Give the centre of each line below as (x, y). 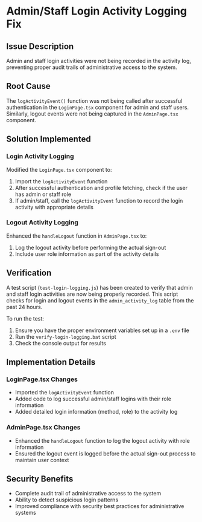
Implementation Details (51, 362)
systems (25, 513)
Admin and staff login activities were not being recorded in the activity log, (99, 61)
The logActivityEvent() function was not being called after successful (94, 100)
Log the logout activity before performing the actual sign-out (90, 247)
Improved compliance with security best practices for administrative (99, 506)
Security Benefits (40, 479)
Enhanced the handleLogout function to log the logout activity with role (102, 440)
